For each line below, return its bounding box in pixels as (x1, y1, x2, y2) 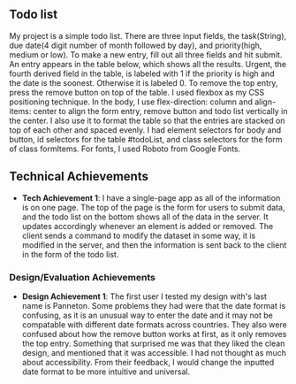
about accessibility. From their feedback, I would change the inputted (21, 357, 275, 367)
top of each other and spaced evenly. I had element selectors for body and (9, 124, 282, 135)
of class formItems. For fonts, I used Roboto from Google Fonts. (9, 143, 241, 154)
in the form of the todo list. (21, 249, 119, 259)
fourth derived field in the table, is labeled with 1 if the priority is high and (9, 68, 275, 79)
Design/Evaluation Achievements (9, 271, 156, 283)
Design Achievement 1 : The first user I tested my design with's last (21, 291, 268, 302)
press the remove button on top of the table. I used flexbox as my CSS (9, 87, 265, 97)
